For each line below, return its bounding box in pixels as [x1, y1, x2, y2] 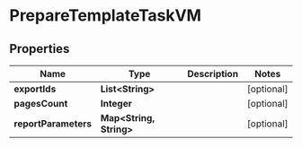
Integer [100, 98, 133, 109]
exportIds [13, 82, 57, 95]
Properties [9, 41, 70, 56]
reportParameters [13, 117, 93, 130]
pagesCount [13, 98, 68, 109]
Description [187, 68, 239, 80]
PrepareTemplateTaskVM [9, 5, 202, 26]
